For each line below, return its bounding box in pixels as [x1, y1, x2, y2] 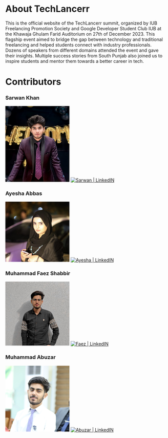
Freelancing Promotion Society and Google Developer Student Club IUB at [5, 25, 162, 31]
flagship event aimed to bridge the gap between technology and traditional [5, 36, 163, 42]
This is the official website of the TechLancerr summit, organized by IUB [5, 20, 158, 26]
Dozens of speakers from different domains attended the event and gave [5, 47, 159, 53]
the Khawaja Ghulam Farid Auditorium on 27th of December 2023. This [5, 31, 155, 37]
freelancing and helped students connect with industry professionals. [5, 41, 152, 48]
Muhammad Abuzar [5, 354, 56, 361]
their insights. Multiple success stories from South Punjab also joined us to [5, 52, 163, 59]
